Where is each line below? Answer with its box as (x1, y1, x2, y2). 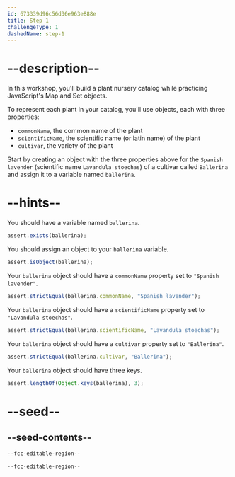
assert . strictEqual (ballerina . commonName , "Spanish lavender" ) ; (7, 292, 201, 299)
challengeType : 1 (7, 23, 59, 30)
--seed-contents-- (7, 431, 92, 443)
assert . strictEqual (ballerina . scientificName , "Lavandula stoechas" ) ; (7, 326, 220, 333)
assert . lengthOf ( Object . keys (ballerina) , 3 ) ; (7, 379, 144, 386)
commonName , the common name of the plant (17, 127, 143, 135)
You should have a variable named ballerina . (7, 219, 140, 227)
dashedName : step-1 (7, 30, 65, 38)
